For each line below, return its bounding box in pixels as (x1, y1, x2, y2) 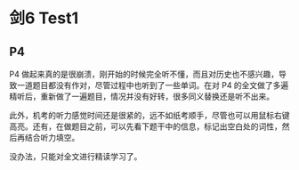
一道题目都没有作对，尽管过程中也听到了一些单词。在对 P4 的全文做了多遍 (16, 80, 289, 90)
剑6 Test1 (9, 8, 79, 28)
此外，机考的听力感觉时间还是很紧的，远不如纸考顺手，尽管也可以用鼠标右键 (9, 110, 290, 120)
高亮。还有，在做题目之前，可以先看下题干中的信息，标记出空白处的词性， (9, 121, 282, 132)
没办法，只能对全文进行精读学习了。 (9, 151, 142, 161)
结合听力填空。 (24, 133, 80, 142)
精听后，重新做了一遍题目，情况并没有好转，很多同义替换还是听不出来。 (9, 91, 274, 101)
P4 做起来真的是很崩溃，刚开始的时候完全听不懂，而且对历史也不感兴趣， (9, 69, 279, 79)
